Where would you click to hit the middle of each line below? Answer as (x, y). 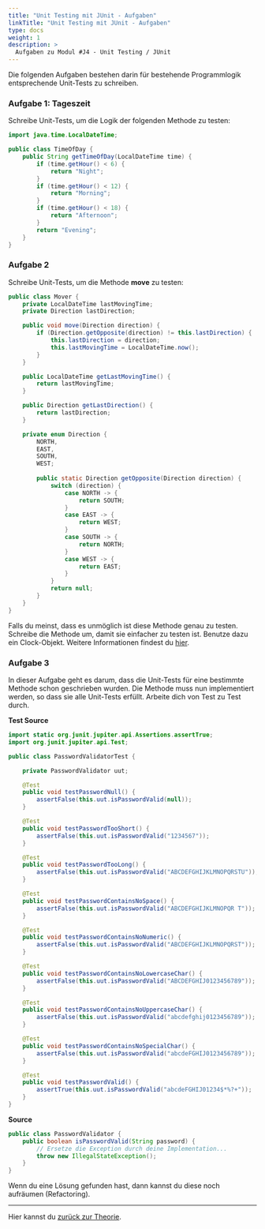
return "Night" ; (77, 171)
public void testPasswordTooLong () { (84, 865)
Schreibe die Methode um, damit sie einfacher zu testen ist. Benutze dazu (128, 634)
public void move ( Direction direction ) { (91, 326)
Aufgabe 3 (29, 662)
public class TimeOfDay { (50, 150)
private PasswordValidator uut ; (75, 770)
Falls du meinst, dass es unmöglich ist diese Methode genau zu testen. (123, 625)
